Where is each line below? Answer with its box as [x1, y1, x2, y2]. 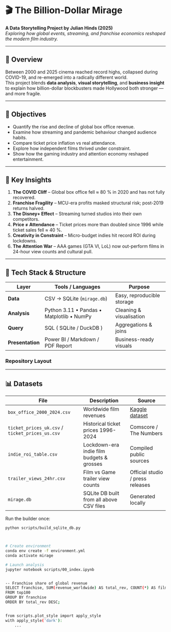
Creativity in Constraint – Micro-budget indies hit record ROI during [12, 232, 156, 239]
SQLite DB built [83, 490, 120, 497]
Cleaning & [115, 307, 141, 314]
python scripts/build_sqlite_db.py [5, 525, 81, 531]
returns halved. [12, 205, 45, 212]
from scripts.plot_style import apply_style [5, 613, 101, 618]
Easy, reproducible [115, 292, 160, 299]
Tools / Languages [54, 283, 101, 291]
